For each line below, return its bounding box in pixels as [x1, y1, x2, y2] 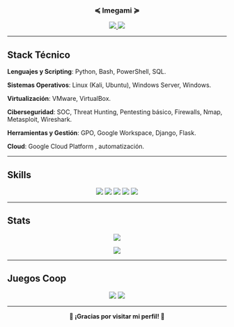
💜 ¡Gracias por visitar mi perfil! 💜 [69, 312, 165, 320]
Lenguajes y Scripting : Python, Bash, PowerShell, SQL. [7, 67, 166, 76]
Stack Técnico [7, 49, 71, 61]
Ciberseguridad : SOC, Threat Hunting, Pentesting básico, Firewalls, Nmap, [7, 108, 223, 116]
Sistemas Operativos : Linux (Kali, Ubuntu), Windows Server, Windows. [7, 81, 212, 89]
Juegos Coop [7, 273, 67, 285]
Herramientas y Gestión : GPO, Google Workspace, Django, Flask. [7, 129, 196, 137]
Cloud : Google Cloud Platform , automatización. [7, 142, 145, 151]
